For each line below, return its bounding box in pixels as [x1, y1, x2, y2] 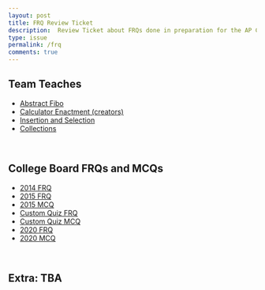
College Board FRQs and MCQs [8, 162, 164, 175]
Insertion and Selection [19, 115, 95, 125]
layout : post [8, 11, 51, 20]
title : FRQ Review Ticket [8, 19, 93, 27]
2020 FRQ [19, 224, 54, 234]
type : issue [8, 33, 47, 42]
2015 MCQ [19, 199, 54, 209]
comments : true [8, 48, 58, 56]
